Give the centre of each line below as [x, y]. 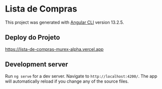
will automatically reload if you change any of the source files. [67, 81]
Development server [37, 65]
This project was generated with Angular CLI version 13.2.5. [65, 22]
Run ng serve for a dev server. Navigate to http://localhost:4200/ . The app [81, 76]
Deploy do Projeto [32, 37]
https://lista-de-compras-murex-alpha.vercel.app [54, 49]
